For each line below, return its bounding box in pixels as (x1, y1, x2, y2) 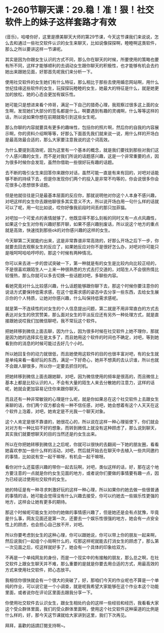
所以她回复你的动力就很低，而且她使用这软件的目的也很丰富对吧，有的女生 (5, 351, 155, 356)
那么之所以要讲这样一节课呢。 (5, 46, 65, 52)
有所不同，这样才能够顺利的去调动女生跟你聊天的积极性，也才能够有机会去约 (5, 62, 159, 69)
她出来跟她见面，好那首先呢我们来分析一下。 (5, 69, 95, 74)
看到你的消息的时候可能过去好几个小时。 (5, 340, 86, 346)
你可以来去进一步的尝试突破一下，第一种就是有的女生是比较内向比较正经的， (5, 260, 159, 266)
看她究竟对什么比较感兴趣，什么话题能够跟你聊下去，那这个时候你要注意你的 (5, 282, 159, 289)
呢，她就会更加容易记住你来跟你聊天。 (5, 385, 82, 392)
